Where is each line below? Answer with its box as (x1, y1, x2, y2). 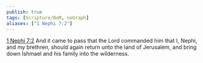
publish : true (6, 9, 43, 15)
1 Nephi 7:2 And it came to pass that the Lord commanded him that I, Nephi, (6, 37, 197, 45)
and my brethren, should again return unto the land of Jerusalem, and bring (6, 43, 197, 51)
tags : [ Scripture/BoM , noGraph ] (6, 15, 89, 21)
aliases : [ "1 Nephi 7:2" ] (6, 20, 72, 26)
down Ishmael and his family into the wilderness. (6, 50, 129, 57)
